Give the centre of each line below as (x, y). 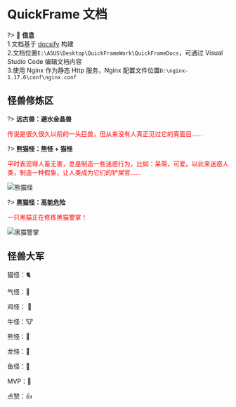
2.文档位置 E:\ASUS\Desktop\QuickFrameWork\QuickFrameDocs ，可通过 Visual (115, 53)
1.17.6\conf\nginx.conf (42, 77)
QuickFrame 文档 (57, 14)
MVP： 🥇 (19, 381)
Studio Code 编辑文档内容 (45, 61)
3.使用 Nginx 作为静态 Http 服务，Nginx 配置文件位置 (84, 70)
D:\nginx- (174, 71)
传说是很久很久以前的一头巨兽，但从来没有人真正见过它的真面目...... (105, 133)
